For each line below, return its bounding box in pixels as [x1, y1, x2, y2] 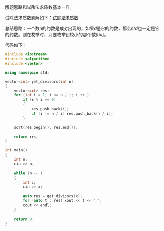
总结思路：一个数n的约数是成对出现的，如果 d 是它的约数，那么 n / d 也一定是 [5, 25, 155, 31]
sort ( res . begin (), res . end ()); [14, 125, 78, 130]
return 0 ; [14, 217, 34, 222]
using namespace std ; [5, 70, 50, 75]
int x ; [23, 180, 36, 185]
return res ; [14, 134, 38, 139]
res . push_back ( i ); [31, 106, 69, 111]
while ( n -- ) [14, 171, 43, 176]
